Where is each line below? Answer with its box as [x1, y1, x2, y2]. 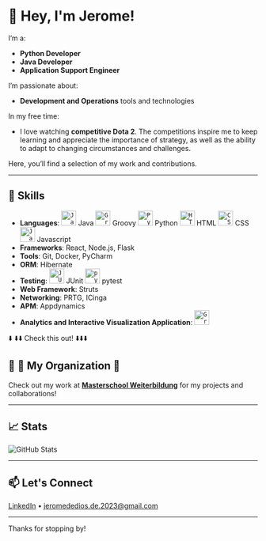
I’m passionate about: [8, 81, 78, 90]
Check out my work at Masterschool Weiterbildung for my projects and [8, 380, 244, 390]
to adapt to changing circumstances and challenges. [19, 143, 192, 153]
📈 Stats [8, 419, 48, 433]
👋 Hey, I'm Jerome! [8, 7, 135, 25]
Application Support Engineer [19, 65, 120, 74]
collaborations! [8, 388, 57, 398]
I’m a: [8, 33, 26, 43]
